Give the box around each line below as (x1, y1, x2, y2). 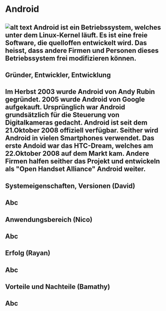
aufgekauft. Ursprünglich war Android (5, 103, 125, 112)
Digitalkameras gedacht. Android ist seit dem (5, 119, 148, 127)
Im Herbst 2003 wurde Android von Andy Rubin (5, 88, 155, 96)
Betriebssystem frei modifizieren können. (5, 54, 137, 62)
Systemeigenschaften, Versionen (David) (5, 181, 135, 190)
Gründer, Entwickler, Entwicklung (5, 71, 111, 79)
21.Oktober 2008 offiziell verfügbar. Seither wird (5, 126, 159, 134)
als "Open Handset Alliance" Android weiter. (5, 165, 146, 174)
